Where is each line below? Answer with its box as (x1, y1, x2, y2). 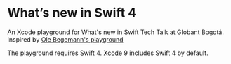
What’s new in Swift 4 (7, 5, 137, 21)
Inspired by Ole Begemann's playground (7, 35, 124, 43)
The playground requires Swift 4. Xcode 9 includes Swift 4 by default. (7, 49, 209, 57)
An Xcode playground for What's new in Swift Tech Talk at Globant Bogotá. (7, 28, 225, 36)
